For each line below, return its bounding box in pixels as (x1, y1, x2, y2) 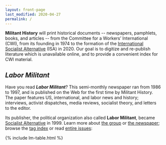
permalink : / (5, 16, 32, 21)
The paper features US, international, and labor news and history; (5, 95, 139, 101)
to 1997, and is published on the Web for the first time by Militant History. (5, 89, 154, 95)
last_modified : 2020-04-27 (5, 12, 61, 17)
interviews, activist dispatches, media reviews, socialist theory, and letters (5, 100, 157, 106)
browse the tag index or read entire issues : (5, 125, 93, 132)
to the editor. (5, 105, 31, 111)
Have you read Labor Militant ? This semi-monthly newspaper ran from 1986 (5, 84, 161, 90)
